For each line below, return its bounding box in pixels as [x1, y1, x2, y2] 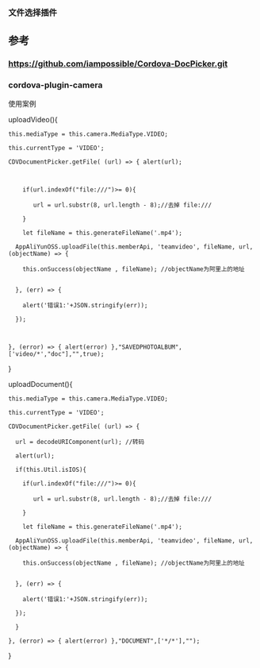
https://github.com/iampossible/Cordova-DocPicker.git [8, 58, 228, 69]
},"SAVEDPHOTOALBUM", [110, 343, 182, 351]
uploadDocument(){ [8, 379, 73, 388]
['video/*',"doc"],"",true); [8, 349, 105, 358]
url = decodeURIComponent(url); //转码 [15, 438, 145, 446]
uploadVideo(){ [8, 114, 58, 124]
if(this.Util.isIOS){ [15, 465, 87, 473]
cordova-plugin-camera [8, 79, 103, 91]
